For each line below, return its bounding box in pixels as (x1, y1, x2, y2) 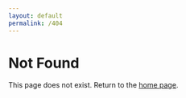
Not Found (8, 54, 80, 72)
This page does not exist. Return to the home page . (8, 80, 179, 90)
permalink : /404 (8, 19, 63, 27)
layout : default (8, 11, 63, 20)
